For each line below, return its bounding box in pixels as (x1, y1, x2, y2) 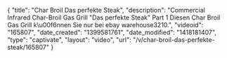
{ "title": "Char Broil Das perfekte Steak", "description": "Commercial (7, 6, 205, 14)
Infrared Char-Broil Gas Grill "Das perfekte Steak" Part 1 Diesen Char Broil (7, 13, 221, 22)
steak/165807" (7, 43, 50, 51)
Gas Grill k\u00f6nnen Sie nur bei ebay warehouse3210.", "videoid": (7, 21, 204, 29)
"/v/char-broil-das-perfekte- (132, 36, 216, 44)
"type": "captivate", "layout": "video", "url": (7, 36, 131, 44)
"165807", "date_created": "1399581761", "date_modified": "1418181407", (7, 28, 216, 36)
